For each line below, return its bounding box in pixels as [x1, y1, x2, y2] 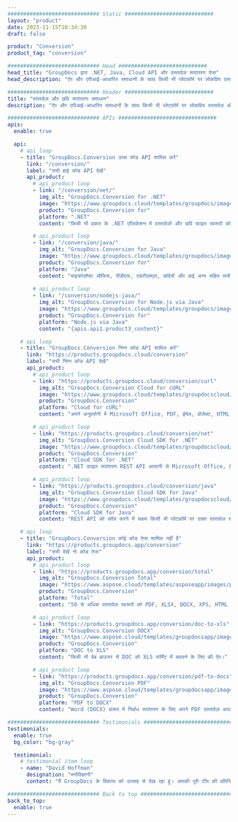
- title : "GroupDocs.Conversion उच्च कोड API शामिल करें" [20, 153, 179, 161]
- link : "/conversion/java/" [33, 239, 119, 247]
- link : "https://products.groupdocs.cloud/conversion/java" [33, 482, 217, 490]
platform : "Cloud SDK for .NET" [38, 456, 135, 464]
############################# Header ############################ [7, 88, 214, 96]
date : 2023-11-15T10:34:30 [7, 23, 87, 31]
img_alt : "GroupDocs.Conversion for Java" [38, 246, 166, 253]
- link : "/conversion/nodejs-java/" [33, 292, 141, 299]
